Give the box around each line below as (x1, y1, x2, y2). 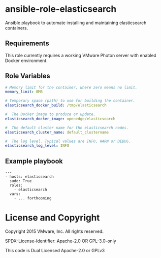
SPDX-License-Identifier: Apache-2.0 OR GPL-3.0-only (5, 238, 117, 244)
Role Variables (5, 72, 50, 80)
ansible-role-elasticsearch (5, 3, 117, 15)
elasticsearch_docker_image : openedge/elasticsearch (5, 116, 116, 121)
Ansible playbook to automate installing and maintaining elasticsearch (5, 20, 147, 26)
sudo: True (9, 179, 32, 184)
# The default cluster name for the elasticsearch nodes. (5, 125, 129, 130)
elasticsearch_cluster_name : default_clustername (5, 129, 109, 135)
